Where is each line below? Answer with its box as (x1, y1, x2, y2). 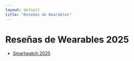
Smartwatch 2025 (12, 50, 51, 56)
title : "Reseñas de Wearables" (5, 12, 72, 17)
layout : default (5, 7, 40, 13)
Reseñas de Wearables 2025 (5, 34, 129, 45)
